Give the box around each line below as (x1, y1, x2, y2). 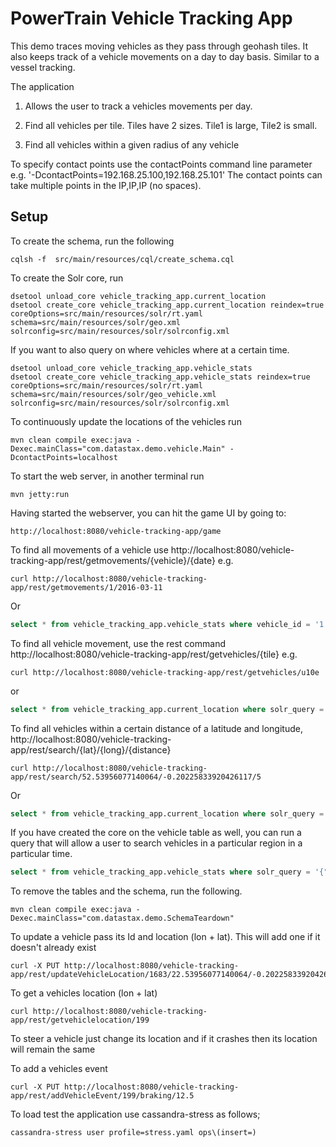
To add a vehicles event (10, 1063, 108, 1075)
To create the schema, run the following (10, 235, 175, 247)
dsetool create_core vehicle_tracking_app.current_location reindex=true (10, 300, 325, 310)
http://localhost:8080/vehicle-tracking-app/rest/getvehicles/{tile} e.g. (10, 648, 298, 660)
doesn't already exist (10, 942, 97, 954)
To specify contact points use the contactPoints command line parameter (10, 158, 313, 170)
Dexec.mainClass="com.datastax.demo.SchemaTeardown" (10, 913, 235, 924)
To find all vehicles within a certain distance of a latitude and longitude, (10, 722, 303, 734)
